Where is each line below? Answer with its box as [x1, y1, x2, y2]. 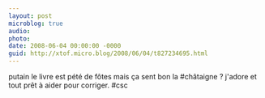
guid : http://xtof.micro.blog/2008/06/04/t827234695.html [8, 49, 208, 58]
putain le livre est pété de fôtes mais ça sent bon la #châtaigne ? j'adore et [8, 72, 258, 81]
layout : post [8, 11, 53, 20]
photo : [8, 34, 31, 43]
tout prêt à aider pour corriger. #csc [8, 80, 128, 90]
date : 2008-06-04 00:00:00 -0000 [8, 42, 122, 50]
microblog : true [8, 19, 63, 28]
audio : [8, 27, 31, 35]
